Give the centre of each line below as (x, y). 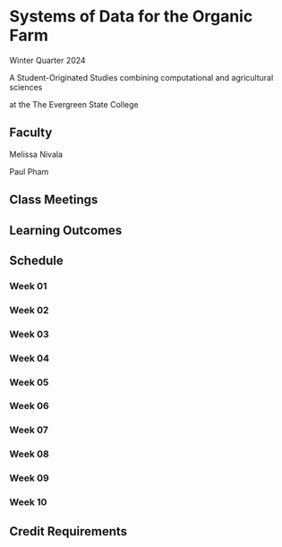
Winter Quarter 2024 (48, 60)
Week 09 (29, 478)
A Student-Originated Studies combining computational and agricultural (141, 77)
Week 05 (29, 382)
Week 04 (30, 358)
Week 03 (29, 334)
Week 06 (29, 406)
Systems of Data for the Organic (131, 17)
